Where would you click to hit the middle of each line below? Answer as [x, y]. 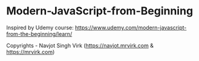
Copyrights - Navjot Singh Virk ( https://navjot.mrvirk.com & [80, 45]
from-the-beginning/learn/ [39, 33]
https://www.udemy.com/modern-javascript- [131, 28]
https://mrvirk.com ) [31, 51]
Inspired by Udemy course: [40, 28]
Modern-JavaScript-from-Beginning [100, 11]
